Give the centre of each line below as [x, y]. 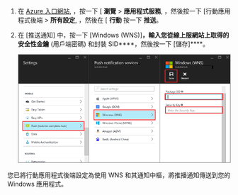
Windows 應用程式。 [37, 184]
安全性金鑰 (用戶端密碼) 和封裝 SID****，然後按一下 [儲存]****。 [113, 44]
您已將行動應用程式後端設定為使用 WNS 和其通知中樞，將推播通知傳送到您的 [119, 175]
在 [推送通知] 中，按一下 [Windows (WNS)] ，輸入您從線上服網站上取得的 [123, 35]
